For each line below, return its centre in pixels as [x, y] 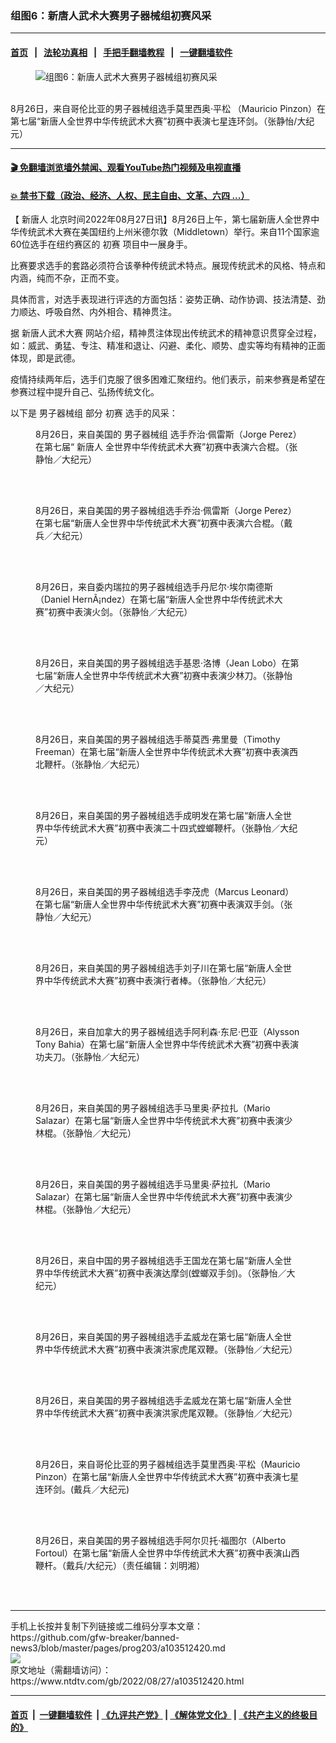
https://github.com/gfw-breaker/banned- [95, 1638]
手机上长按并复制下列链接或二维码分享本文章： [106, 1626]
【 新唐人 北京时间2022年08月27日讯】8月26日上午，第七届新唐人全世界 [161, 219]
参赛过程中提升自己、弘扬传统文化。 [85, 392]
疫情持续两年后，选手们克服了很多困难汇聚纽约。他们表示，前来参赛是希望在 [168, 379]
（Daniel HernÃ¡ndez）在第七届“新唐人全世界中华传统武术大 [159, 599]
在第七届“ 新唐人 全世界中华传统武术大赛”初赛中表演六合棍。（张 [166, 447]
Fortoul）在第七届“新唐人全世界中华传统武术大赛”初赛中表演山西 [167, 1553]
